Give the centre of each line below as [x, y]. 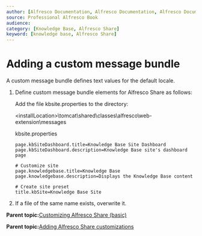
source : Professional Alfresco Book [52, 17]
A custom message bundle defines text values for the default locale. [91, 81]
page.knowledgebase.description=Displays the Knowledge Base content [104, 176]
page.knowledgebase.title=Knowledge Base [67, 171]
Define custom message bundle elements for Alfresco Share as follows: [103, 92]
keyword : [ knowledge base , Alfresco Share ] [62, 34]
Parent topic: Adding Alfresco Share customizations [70, 227]
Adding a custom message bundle [93, 64]
